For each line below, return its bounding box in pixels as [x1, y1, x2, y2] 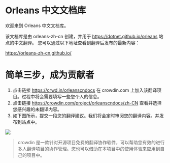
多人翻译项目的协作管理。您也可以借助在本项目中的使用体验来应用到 [17, 146, 160, 152]
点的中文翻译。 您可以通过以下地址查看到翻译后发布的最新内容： [5, 39, 140, 46]
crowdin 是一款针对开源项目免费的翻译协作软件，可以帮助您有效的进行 [17, 139, 165, 145]
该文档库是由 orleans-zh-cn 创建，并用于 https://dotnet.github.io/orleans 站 [5, 33, 163, 39]
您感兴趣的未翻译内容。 [12, 106, 62, 112]
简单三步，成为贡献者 [5, 69, 95, 81]
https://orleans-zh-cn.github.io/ [5, 49, 72, 56]
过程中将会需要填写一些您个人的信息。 [21, 93, 102, 99]
